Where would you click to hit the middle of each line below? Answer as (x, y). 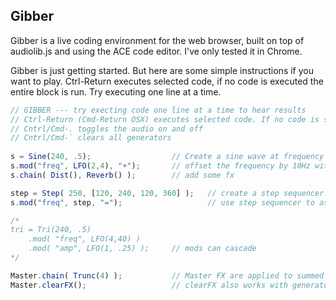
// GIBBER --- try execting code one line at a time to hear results (158, 110)
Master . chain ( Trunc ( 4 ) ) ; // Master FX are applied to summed (167, 275)
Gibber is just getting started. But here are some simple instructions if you (162, 70)
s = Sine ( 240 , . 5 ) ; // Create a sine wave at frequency (167, 157)
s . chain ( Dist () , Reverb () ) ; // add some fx (122, 175)
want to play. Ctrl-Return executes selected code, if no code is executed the (167, 81)
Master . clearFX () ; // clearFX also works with (149, 285)
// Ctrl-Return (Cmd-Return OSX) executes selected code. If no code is (165, 119)
